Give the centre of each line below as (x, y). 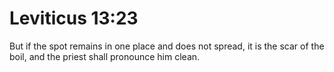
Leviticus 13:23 (74, 18)
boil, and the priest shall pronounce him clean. (105, 56)
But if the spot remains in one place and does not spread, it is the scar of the (167, 46)
